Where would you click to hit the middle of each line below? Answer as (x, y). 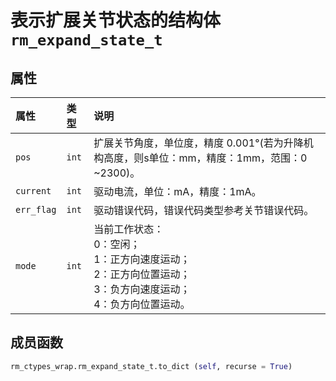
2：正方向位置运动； (142, 274)
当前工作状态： (129, 229)
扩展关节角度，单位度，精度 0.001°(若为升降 (198, 143)
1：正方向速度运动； (142, 259)
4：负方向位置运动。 (142, 304)
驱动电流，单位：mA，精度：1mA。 (177, 191)
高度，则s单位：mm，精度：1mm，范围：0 (205, 158)
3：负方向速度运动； (142, 289)
